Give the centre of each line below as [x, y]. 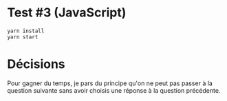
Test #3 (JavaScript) [67, 13]
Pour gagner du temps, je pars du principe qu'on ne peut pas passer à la [110, 83]
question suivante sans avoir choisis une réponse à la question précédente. [114, 90]
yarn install [26, 31]
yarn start [23, 37]
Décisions [36, 64]
